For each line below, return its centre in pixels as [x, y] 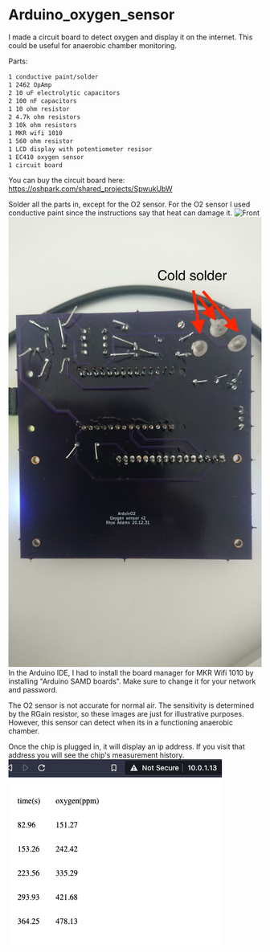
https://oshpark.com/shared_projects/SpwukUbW [90, 188]
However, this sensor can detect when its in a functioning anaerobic [121, 722]
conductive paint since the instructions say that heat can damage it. [121, 212]
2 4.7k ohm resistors [45, 117]
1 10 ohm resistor [39, 109]
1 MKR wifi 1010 [35, 133]
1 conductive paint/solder [53, 77]
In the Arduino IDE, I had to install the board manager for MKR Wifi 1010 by [131, 672]
